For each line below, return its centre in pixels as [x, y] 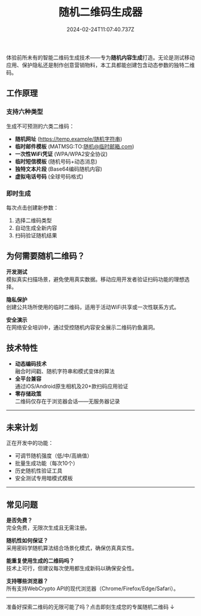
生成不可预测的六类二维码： [40, 126]
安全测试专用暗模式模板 [44, 479]
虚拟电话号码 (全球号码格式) [49, 176]
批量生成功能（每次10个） [47, 464]
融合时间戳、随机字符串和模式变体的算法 [65, 371]
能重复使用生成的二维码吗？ [40, 561]
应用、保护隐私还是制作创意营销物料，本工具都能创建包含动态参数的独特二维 [100, 65]
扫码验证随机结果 [36, 235]
